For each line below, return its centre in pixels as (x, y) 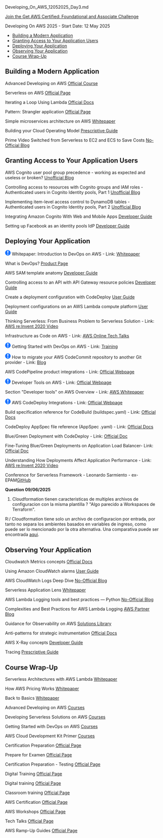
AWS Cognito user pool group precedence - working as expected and (75, 172)
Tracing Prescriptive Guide (32, 652)
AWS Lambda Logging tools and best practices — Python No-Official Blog (79, 600)
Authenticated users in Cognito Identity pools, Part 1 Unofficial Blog (73, 192)
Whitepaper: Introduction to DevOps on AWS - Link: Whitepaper (76, 254)
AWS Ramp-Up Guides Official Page (41, 831)
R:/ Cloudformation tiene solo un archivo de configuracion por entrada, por (80, 519)
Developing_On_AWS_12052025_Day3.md (47, 7)
